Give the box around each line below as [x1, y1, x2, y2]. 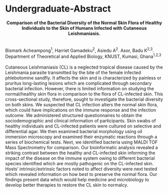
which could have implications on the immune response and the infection [5, 107, 156, 113]
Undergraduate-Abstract [5, 3, 111, 15]
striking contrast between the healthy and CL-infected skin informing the [5, 150, 155, 156]
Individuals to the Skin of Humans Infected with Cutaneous [22, 25, 147, 31]
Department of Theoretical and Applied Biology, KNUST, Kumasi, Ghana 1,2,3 [5, 52, 161, 59]
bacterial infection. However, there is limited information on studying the [5, 86, 154, 92]
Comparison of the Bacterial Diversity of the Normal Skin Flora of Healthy [7, 20, 162, 26]
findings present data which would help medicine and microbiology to [5, 177, 149, 183]
